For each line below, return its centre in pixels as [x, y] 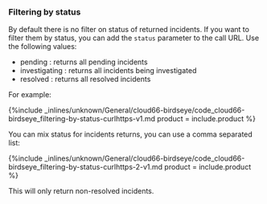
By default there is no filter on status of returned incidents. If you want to [129, 30]
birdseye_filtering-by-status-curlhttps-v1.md [82, 119]
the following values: [43, 47]
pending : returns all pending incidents [84, 62]
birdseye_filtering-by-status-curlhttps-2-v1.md [86, 167]
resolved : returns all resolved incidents [85, 80]
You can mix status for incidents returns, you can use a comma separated [131, 134]
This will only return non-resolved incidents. [81, 191]
